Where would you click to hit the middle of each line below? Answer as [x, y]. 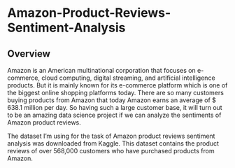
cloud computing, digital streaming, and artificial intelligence [128, 78]
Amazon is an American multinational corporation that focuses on [101, 70]
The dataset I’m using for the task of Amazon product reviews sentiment [111, 136]
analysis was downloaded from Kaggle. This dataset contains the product [113, 143]
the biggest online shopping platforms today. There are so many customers [115, 93]
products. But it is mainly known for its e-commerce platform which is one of [117, 85]
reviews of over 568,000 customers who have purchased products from [111, 151]
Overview [29, 54]
